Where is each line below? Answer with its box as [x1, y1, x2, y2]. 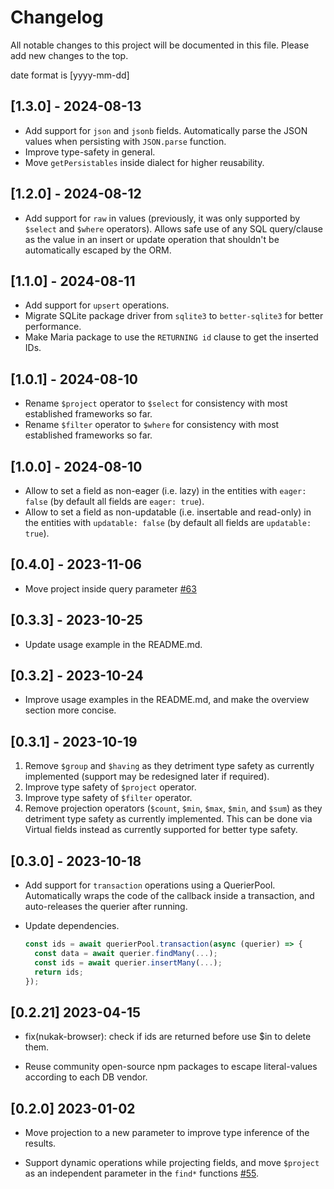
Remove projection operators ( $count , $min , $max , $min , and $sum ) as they [24, 802, 323, 815]
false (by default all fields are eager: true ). [24, 496, 205, 507]
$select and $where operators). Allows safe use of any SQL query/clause [24, 222, 323, 235]
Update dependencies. [24, 920, 120, 932]
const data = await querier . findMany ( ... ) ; [34, 948, 218, 958]
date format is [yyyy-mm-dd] [10, 69, 130, 81]
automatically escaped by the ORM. [24, 244, 172, 256]
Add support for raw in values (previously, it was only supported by [24, 212, 301, 224]
